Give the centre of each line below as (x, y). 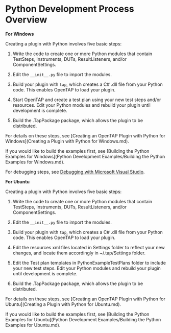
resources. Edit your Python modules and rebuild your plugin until (81, 105)
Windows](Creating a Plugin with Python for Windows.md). (67, 141)
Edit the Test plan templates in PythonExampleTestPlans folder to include (89, 263)
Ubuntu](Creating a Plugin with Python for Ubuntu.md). (63, 304)
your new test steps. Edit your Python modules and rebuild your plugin (87, 268)
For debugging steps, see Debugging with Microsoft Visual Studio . (75, 172)
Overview (26, 20)
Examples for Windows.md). (35, 162)
